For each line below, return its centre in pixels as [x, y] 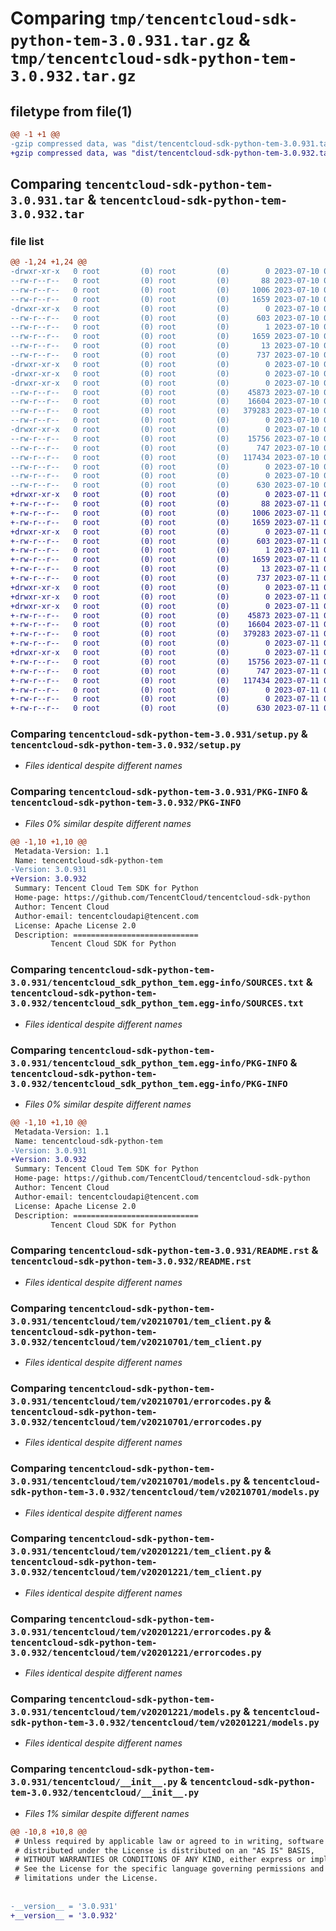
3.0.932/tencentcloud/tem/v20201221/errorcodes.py [136, 1652]
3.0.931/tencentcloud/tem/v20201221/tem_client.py [136, 1551]
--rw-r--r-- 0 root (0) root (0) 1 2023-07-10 [165, 327]
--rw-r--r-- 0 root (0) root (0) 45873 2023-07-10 [165, 392]
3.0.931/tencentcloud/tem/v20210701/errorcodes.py [136, 1401]
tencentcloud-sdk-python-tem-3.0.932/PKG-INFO [126, 803]
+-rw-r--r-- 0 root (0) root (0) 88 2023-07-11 [165, 504]
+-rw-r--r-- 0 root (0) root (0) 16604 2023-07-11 [165, 625]
